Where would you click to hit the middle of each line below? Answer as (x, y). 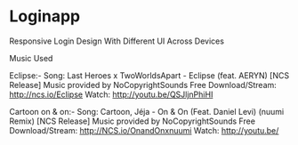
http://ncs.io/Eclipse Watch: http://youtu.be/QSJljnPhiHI (111, 94)
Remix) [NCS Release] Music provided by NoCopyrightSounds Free (133, 121)
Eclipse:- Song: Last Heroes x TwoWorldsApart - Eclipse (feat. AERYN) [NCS (149, 75)
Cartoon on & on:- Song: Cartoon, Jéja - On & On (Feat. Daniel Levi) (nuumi (147, 111)
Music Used (31, 58)
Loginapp (45, 16)
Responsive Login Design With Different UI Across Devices (117, 41)
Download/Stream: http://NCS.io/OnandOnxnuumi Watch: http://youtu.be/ (144, 130)
